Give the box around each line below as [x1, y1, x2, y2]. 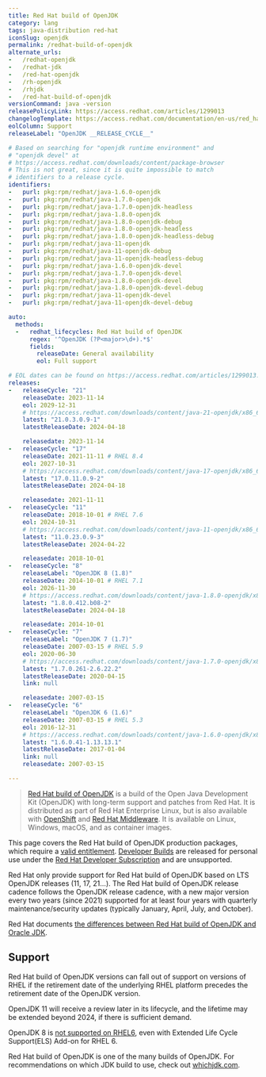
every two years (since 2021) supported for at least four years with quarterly [8, 895, 257, 905]
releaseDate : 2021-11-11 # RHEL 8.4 [22, 452, 144, 460]
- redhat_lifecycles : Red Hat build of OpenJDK [15, 328, 182, 335]
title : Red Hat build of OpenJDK [8, 11, 119, 20]
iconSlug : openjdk [8, 33, 69, 42]
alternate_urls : [8, 48, 62, 56]
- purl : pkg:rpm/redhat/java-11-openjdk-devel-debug [8, 299, 193, 307]
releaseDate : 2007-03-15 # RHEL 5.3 [22, 715, 144, 724]
